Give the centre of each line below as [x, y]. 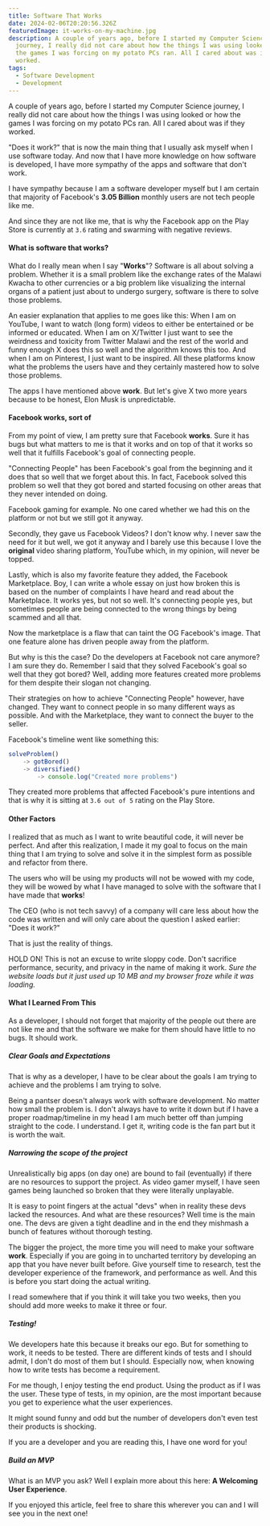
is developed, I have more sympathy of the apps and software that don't [128, 164]
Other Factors [32, 819]
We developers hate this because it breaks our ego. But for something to [129, 1344]
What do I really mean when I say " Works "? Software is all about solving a [131, 265]
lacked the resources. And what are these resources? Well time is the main [132, 1214]
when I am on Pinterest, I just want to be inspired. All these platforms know [132, 358]
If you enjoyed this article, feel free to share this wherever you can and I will [133, 1504]
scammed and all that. [45, 617]
